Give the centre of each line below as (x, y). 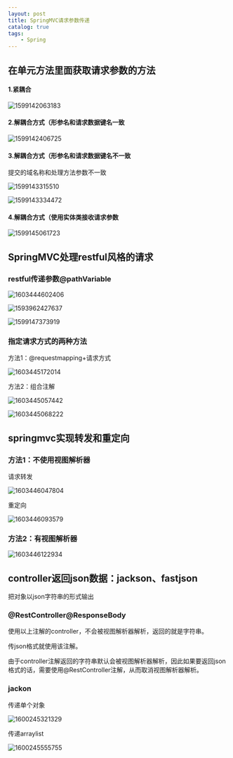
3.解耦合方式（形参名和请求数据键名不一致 (69, 155)
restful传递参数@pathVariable (60, 278)
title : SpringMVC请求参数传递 (49, 20)
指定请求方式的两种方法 (47, 341)
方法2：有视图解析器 (43, 539)
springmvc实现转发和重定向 (69, 438)
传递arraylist (26, 733)
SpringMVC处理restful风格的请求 (81, 257)
